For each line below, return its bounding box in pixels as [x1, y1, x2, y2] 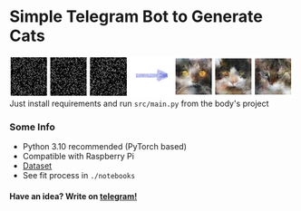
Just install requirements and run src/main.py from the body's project [9, 98, 269, 109]
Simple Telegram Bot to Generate [9, 6, 263, 27]
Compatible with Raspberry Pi [22, 151, 134, 162]
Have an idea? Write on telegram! [9, 190, 138, 201]
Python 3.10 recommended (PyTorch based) [22, 141, 188, 152]
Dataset [22, 160, 53, 171]
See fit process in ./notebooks [22, 170, 136, 181]
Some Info [9, 120, 56, 133]
